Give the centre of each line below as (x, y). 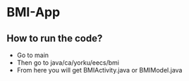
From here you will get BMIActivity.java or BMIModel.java (99, 70)
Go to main (33, 55)
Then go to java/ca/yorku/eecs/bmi (68, 63)
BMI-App (33, 12)
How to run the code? (55, 38)
